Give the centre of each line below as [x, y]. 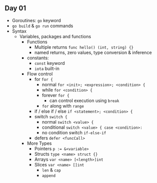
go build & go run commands [42, 26]
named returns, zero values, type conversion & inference [93, 52]
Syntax [19, 31]
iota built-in [47, 68]
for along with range [63, 106]
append [49, 175]
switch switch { [51, 116]
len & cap [51, 170]
